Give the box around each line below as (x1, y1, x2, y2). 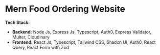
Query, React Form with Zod (12, 44, 69, 50)
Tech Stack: (5, 19, 30, 25)
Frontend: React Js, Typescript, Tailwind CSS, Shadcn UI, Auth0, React (12, 39, 156, 45)
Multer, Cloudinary (12, 34, 50, 40)
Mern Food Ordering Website (5, 3, 126, 15)
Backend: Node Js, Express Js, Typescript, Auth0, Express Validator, (12, 29, 152, 35)
